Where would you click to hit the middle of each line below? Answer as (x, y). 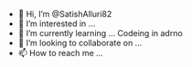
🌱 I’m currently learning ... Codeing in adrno (100, 33)
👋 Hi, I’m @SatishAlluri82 (65, 14)
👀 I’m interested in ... (57, 24)
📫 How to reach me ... (60, 53)
